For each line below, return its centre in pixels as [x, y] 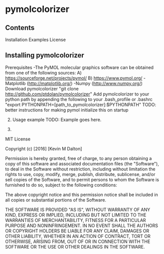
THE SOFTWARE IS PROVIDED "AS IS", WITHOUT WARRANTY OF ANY [78, 209]
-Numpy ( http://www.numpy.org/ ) [108, 83]
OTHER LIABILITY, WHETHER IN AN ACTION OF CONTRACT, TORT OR [78, 236]
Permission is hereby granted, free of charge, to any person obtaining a [79, 158]
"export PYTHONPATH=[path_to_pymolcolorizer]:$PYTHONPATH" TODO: [81, 104]
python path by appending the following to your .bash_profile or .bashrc [79, 99]
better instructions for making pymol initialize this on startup [67, 110]
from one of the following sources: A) [44, 72]
